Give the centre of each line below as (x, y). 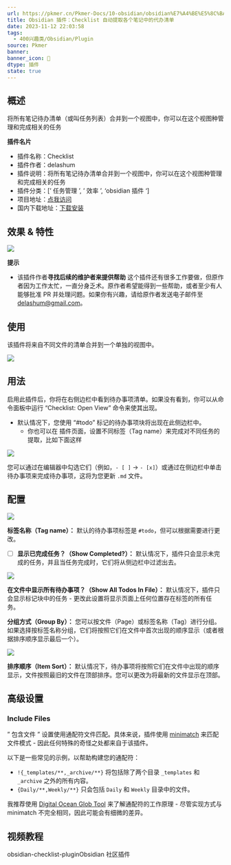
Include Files (29, 718)
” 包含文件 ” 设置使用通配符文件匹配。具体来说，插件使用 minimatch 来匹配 (113, 734)
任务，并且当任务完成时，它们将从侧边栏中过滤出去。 (104, 562)
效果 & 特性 (31, 232)
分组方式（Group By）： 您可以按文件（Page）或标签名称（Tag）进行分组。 (114, 621)
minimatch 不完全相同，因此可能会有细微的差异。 (77, 813)
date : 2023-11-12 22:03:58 (46, 26)
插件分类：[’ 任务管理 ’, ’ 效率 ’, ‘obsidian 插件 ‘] (83, 191)
